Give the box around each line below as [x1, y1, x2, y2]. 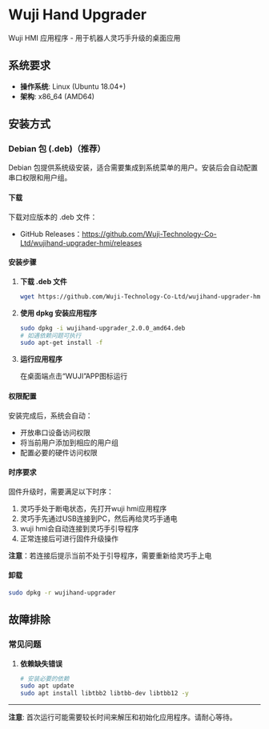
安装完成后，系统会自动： [8, 411, 93, 420]
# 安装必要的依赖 [19, 675, 70, 683]
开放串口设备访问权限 [19, 427, 90, 437]
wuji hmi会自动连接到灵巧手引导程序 [19, 523, 139, 533]
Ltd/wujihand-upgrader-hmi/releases [19, 238, 143, 247]
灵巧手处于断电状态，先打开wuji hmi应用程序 [19, 503, 167, 513]
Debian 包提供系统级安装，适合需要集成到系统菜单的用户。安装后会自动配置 [8, 162, 259, 173]
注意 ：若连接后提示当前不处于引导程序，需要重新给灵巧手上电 [8, 551, 212, 560]
